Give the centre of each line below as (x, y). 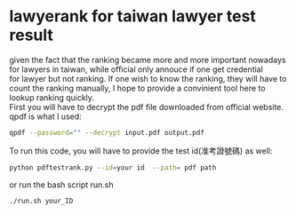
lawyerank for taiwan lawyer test (132, 16)
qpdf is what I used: (45, 116)
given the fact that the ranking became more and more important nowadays (148, 59)
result (31, 35)
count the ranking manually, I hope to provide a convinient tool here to (137, 88)
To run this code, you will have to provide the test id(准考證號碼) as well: (141, 151)
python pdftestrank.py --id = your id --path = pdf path (113, 167)
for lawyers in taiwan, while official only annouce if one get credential (136, 69)
